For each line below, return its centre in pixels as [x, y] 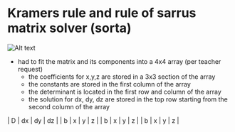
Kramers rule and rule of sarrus [102, 13]
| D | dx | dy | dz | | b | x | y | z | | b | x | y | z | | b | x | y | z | [93, 120]
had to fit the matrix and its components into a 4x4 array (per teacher [119, 61]
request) [30, 69]
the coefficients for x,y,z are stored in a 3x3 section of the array [122, 77]
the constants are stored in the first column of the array [109, 84]
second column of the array [69, 106]
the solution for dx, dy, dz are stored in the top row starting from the [128, 99]
